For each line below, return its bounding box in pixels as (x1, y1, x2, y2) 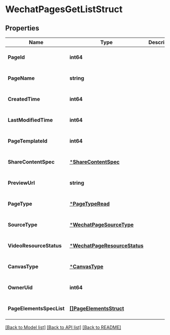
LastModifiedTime (8, 117, 53, 123)
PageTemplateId (8, 138, 48, 144)
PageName (8, 75, 35, 82)
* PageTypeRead (69, 200, 110, 207)
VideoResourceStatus (8, 242, 62, 249)
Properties (5, 24, 39, 32)
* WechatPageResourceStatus (69, 242, 144, 249)
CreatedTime (8, 95, 40, 103)
